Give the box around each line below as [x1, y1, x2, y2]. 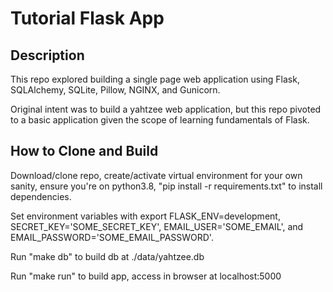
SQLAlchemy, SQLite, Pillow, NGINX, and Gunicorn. [10, 84, 221, 96]
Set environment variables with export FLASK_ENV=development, [10, 210, 281, 222]
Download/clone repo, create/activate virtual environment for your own [10, 169, 303, 181]
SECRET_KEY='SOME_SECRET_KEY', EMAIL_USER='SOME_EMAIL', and [10, 220, 304, 232]
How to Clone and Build [10, 143, 159, 160]
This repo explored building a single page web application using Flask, [10, 73, 300, 85]
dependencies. [10, 190, 72, 202]
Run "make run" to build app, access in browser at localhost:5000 [10, 270, 282, 282]
